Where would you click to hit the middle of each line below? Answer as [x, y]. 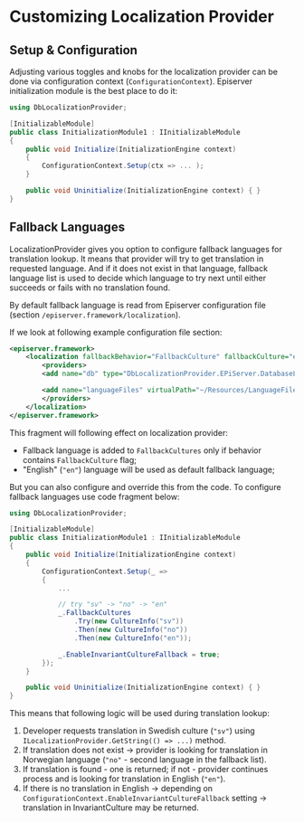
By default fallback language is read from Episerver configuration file [138, 305]
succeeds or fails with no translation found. [90, 288]
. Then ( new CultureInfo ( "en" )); [133, 638]
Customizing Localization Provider [142, 17]
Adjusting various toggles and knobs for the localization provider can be [144, 71]
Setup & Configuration [74, 50]
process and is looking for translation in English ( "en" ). [124, 779]
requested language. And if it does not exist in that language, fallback [139, 268]
